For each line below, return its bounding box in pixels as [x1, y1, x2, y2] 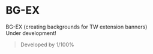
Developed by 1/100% [20, 41, 74, 48]
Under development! [5, 29, 56, 36]
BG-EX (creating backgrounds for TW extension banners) [5, 23, 148, 30]
